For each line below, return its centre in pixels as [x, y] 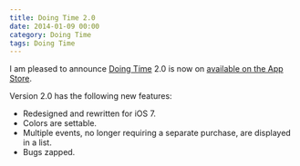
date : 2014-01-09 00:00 [55, 26]
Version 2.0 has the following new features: [91, 96]
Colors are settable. [60, 123]
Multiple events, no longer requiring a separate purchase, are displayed [157, 133]
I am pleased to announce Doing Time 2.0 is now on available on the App [147, 69]
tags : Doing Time [42, 43]
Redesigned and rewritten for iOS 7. [89, 113]
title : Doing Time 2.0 [52, 18]
